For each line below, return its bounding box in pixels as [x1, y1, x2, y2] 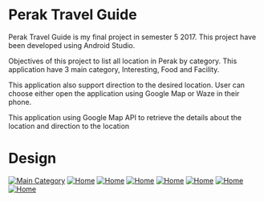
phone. [8, 97, 32, 107]
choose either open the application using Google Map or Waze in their [8, 88, 240, 98]
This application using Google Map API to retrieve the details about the [8, 112, 242, 122]
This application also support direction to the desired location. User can [8, 80, 246, 90]
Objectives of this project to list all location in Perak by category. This [8, 56, 238, 66]
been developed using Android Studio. [8, 40, 136, 50]
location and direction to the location [8, 121, 130, 131]
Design [8, 150, 57, 167]
